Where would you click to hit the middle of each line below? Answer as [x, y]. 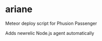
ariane [19, 9]
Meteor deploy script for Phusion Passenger [51, 23]
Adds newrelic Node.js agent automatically [50, 33]
